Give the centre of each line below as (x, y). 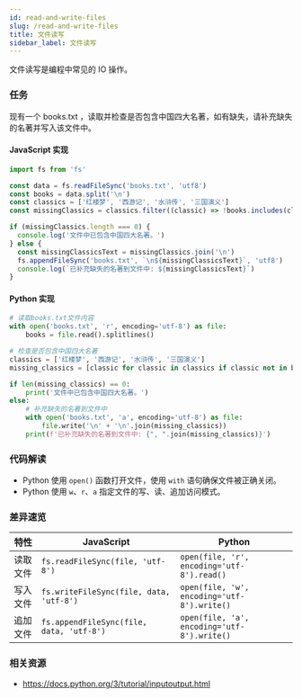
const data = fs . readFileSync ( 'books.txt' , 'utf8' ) (108, 185)
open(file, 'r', (215, 557)
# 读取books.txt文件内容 (52, 318)
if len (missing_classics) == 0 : (70, 384)
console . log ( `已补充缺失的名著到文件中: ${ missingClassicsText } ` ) (136, 269)
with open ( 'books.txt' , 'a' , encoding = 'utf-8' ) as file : (134, 418)
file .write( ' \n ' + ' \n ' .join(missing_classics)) (134, 426)
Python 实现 (32, 299)
